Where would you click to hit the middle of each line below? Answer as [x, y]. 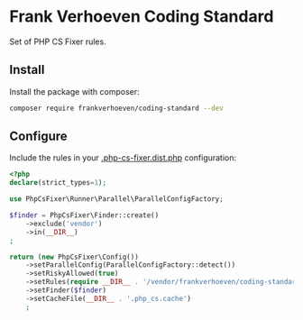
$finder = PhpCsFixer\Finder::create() [84, 215]
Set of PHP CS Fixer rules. [58, 41]
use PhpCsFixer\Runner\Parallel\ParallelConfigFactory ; [116, 199]
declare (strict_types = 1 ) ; [58, 183]
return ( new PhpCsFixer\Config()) [74, 257]
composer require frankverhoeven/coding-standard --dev [116, 108]
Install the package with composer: [74, 91]
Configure [38, 137]
